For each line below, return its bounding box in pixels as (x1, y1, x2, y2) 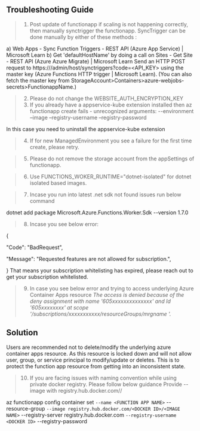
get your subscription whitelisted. (6, 273, 88, 280)
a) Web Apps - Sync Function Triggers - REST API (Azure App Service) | (6, 45, 184, 52)
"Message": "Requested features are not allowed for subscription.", (6, 255, 171, 262)
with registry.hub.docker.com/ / (46, 387, 122, 394)
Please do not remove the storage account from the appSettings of (29, 155, 195, 162)
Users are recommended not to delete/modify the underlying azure (6, 344, 171, 351)
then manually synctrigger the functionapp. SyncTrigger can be (29, 27, 186, 34)
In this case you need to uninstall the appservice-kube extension (6, 125, 165, 132)
